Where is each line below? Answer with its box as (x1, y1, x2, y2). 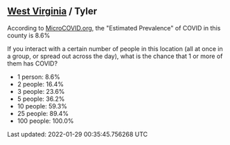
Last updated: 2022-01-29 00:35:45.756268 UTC (7, 130, 148, 138)
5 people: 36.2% (17, 95, 65, 103)
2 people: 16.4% (17, 79, 64, 88)
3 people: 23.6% (17, 87, 65, 95)
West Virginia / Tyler (7, 6, 98, 17)
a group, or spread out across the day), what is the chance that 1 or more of (7, 52, 223, 60)
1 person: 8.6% (17, 72, 60, 81)
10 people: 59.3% (17, 101, 68, 110)
